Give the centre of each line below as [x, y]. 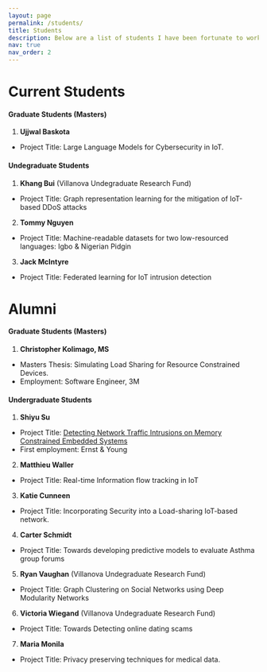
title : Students [35, 30]
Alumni [33, 309]
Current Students [67, 92]
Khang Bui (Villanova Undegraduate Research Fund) [106, 183]
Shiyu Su [35, 417]
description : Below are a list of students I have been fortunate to [126, 38]
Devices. [34, 373]
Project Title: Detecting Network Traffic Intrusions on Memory [121, 433]
